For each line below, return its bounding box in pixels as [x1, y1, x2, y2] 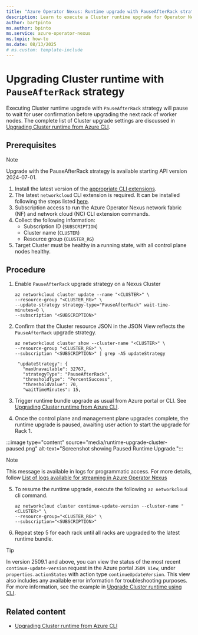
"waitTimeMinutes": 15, [22, 387, 81, 393]
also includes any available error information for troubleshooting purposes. [6, 577, 187, 584]
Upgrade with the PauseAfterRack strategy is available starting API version [6, 167, 187, 175]
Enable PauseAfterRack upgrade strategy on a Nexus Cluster [14, 281, 161, 288]
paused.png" [6, 445, 38, 452]
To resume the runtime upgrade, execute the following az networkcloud [14, 486, 187, 493]
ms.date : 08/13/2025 [6, 42, 57, 48]
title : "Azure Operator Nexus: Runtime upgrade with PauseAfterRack [6, 8, 178, 15]
